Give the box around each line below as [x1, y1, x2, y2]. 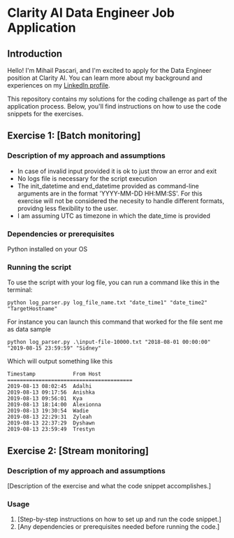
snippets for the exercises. [7, 110, 84, 118]
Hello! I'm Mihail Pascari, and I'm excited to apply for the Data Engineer [7, 67, 212, 74]
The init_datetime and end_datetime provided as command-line [17, 181, 199, 190]
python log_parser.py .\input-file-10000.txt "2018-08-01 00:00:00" [7, 338, 211, 346]
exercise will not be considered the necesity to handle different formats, [17, 196, 225, 205]
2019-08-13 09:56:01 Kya [7, 395, 82, 402]
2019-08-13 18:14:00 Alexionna [7, 401, 101, 408]
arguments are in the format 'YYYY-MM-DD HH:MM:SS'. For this [17, 189, 203, 198]
